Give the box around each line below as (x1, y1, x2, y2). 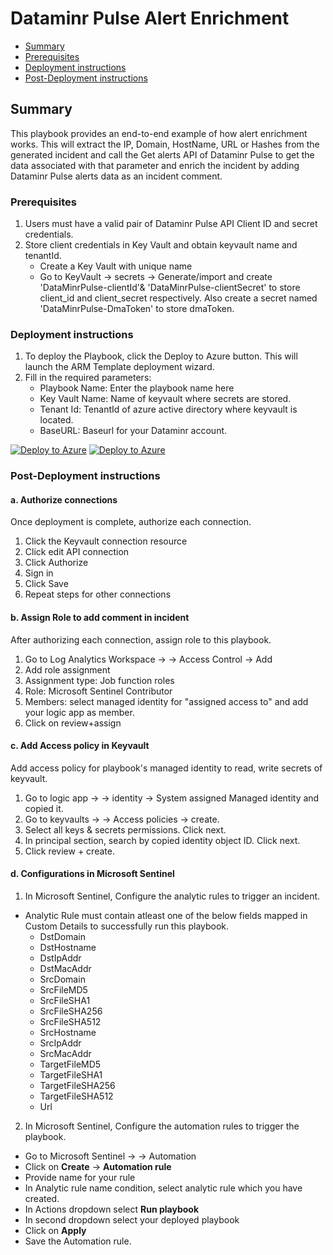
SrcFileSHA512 (39, 1016, 102, 1028)
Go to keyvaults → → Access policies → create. (24, 813, 220, 825)
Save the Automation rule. (24, 1235, 132, 1247)
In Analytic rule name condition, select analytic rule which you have (24, 1182, 303, 1194)
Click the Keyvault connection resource (24, 535, 188, 547)
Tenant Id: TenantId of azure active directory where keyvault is (39, 403, 298, 416)
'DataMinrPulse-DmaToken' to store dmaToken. (39, 303, 235, 315)
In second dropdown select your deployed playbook (24, 1214, 240, 1226)
